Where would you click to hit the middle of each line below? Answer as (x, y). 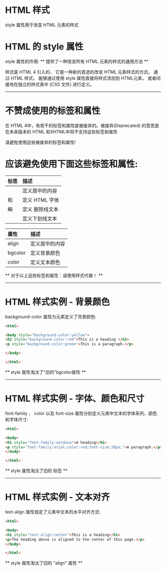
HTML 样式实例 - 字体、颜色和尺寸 (75, 399)
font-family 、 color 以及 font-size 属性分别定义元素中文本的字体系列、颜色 (81, 413)
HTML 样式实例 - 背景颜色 (58, 302)
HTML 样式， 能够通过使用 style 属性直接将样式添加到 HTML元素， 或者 (83, 78)
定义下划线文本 (40, 219)
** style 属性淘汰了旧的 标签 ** (36, 471)
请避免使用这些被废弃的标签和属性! (41, 142)
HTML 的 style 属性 (44, 47)
